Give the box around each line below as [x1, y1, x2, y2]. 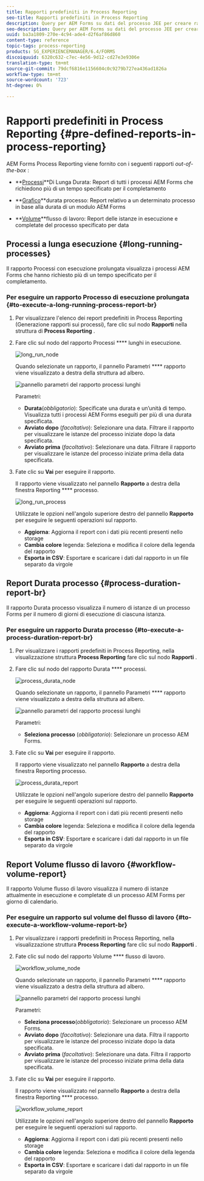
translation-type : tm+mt [6, 60, 69, 66]
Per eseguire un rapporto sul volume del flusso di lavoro [6, 913, 174, 922]
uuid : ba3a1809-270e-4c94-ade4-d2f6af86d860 [6, 32, 121, 38]
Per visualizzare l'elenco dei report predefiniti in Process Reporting [15, 314, 183, 322]
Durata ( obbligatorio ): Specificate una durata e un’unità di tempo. [24, 404, 186, 412]
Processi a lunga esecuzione [6, 239, 117, 250]
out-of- [175, 160, 194, 167]
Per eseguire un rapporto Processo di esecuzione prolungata [6, 293, 189, 301]
